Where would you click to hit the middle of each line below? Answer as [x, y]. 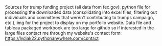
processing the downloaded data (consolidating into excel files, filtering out [81, 12]
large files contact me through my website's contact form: [64, 33]
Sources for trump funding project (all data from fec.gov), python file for [78, 7]
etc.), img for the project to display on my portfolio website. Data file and [78, 23]
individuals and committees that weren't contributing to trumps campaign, [80, 17]
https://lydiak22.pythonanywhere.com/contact [52, 38]
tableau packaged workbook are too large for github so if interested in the [80, 28]
